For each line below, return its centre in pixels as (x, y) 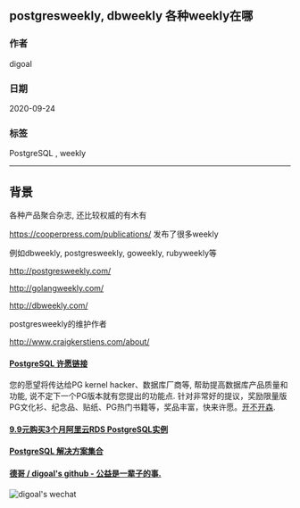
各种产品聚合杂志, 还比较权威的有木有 (78, 215)
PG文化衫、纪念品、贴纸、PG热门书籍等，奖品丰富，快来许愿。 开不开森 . (142, 407)
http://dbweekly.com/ (49, 305)
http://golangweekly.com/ (57, 288)
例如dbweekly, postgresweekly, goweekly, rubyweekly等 (113, 254)
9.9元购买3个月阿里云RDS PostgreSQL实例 (88, 429)
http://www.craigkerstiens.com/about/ (79, 342)
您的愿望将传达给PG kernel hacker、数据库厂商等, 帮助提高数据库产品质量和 (149, 385)
